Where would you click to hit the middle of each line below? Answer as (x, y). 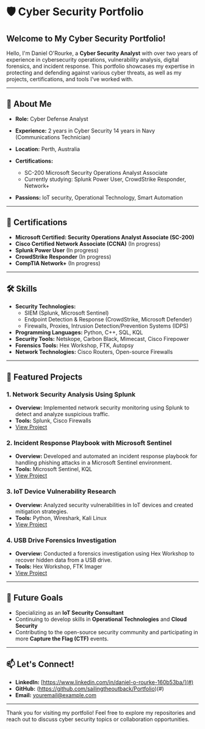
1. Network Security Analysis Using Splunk (71, 394)
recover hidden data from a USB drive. (63, 560)
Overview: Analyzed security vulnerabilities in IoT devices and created (104, 505)
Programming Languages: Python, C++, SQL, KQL (79, 332)
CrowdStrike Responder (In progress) (63, 257)
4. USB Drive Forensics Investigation (62, 540)
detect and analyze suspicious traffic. (62, 414)
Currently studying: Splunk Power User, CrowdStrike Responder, (105, 179)
